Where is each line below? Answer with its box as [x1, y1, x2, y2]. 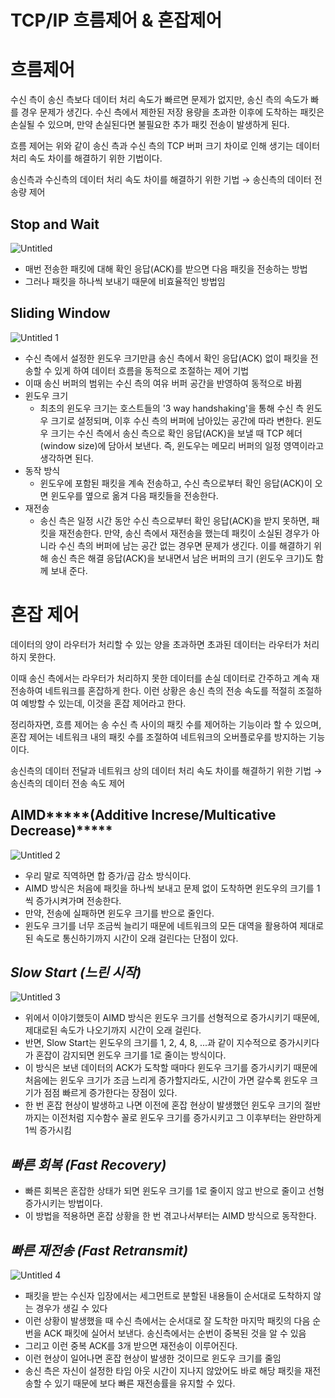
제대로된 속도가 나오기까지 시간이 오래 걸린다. [24, 1024, 202, 1036]
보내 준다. [50, 564, 88, 576]
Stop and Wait [10, 216, 100, 233]
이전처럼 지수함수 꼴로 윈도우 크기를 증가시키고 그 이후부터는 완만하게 [51, 1112, 322, 1124]
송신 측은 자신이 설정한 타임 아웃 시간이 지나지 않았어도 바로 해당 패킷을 [24, 1364, 303, 1376]
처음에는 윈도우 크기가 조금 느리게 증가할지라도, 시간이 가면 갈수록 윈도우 [24, 1074, 308, 1086]
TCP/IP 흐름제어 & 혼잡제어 [10, 9, 223, 32]
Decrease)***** [10, 822, 113, 840]
